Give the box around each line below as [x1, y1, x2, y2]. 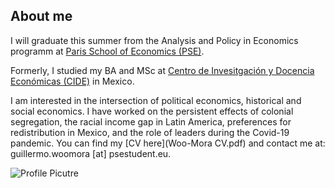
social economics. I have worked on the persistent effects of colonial [10, 105, 294, 117]
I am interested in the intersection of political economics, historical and [10, 94, 302, 106]
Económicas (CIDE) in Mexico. [10, 75, 135, 87]
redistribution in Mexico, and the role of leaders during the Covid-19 [10, 126, 290, 138]
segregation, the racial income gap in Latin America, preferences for [10, 115, 292, 128]
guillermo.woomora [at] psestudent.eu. [10, 147, 172, 159]
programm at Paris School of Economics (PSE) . [10, 45, 205, 57]
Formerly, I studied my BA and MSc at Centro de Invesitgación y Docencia [10, 64, 315, 76]
